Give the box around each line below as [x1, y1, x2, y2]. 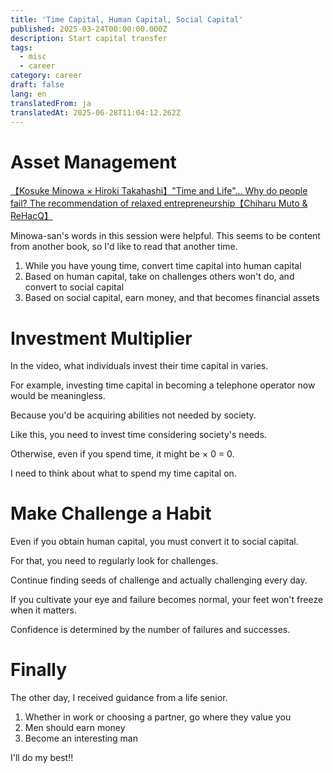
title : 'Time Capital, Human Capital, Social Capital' [10, 14, 244, 25]
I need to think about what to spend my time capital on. [10, 467, 237, 480]
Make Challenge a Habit [10, 502, 212, 525]
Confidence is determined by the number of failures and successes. [10, 624, 291, 636]
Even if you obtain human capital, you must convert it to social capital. [10, 536, 299, 548]
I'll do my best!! [10, 752, 74, 764]
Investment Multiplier [10, 327, 193, 350]
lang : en [10, 89, 47, 99]
